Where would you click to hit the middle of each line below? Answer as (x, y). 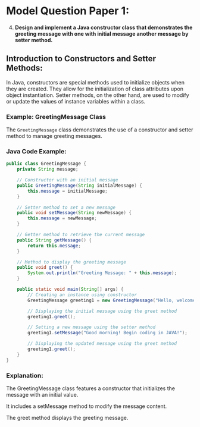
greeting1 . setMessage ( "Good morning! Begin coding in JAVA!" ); (107, 333)
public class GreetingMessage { (46, 164)
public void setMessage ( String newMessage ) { (74, 213)
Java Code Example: (36, 151)
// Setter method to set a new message (66, 207)
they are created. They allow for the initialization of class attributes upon (95, 89)
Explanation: (25, 375)
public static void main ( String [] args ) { (70, 290)
